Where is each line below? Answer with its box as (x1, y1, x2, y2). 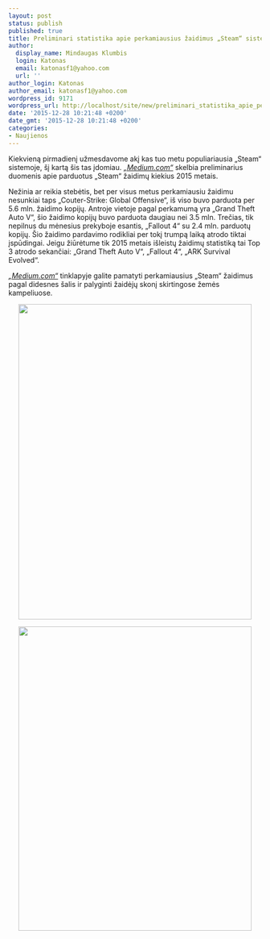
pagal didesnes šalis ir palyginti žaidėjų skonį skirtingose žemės (8, 279, 220, 289)
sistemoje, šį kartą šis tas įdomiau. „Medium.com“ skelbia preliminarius (8, 162, 243, 172)
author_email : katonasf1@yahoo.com (8, 86, 128, 95)
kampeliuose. (8, 288, 53, 297)
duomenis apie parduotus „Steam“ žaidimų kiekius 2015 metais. (8, 171, 219, 181)
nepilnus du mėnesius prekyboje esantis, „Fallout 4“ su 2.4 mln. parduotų (8, 221, 252, 231)
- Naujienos (8, 131, 48, 139)
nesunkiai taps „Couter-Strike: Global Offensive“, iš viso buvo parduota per (8, 195, 255, 205)
